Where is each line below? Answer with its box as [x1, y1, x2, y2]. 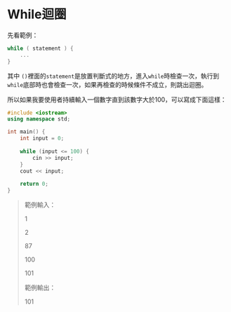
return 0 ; [20, 180, 49, 188]
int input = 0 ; [20, 135, 65, 142]
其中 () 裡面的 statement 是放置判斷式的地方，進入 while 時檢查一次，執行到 [7, 72, 220, 80]
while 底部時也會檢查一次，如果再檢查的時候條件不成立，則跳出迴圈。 [7, 80, 208, 88]
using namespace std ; [7, 116, 71, 123]
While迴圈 [7, 6, 67, 22]
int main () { [7, 128, 46, 135]
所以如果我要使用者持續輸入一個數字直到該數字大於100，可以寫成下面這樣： [7, 95, 227, 104]
